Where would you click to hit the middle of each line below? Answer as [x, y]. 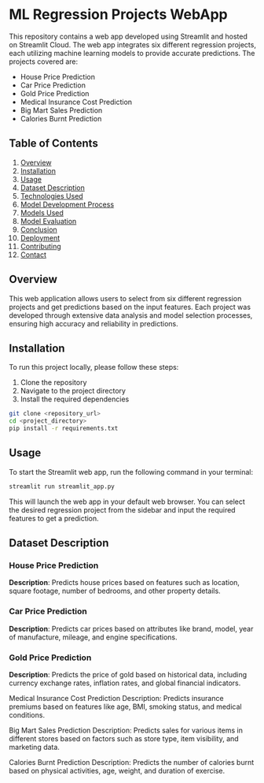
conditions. [27, 714]
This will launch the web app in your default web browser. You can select [127, 501]
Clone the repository [53, 382]
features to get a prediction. [54, 518]
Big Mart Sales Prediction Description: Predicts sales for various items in [126, 730]
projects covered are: [44, 62]
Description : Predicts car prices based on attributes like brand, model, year [131, 628]
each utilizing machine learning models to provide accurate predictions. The [132, 53]
